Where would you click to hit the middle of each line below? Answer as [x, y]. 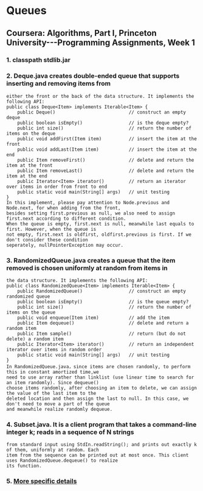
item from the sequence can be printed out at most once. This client [98, 455]
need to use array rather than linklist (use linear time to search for [100, 377]
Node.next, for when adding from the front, [64, 208]
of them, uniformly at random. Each [53, 450]
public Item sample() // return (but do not [102, 334]
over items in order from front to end [57, 187]
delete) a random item [35, 339]
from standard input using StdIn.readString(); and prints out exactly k [102, 445]
